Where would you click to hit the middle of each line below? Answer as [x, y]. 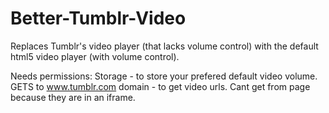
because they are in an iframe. [73, 97]
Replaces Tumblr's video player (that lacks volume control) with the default [164, 46]
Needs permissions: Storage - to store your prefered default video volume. [164, 76]
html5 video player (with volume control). [95, 56]
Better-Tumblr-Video [98, 18]
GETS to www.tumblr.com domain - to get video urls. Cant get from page [160, 86]
